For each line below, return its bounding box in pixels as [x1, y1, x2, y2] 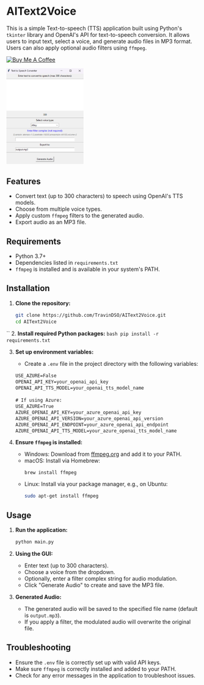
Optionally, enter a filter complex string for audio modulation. [24, 575, 178, 583]
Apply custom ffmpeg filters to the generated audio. [15, 212, 145, 219]
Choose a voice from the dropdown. [24, 569, 115, 576]
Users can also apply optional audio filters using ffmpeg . [6, 44, 147, 51]
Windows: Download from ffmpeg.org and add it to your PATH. [24, 450, 182, 458]
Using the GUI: [15, 550, 53, 558]
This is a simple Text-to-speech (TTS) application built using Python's [6, 25, 182, 32]
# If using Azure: [15, 397, 62, 403]
